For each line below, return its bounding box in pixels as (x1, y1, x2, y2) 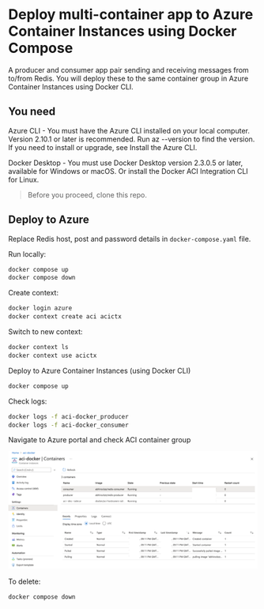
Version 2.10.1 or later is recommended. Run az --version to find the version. (8, 134, 255, 144)
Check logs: (8, 397, 47, 406)
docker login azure (8, 304, 73, 313)
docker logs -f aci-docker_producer (8, 412, 129, 420)
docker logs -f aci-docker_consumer (8, 421, 129, 429)
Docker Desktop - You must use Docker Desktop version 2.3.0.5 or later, (8, 158, 243, 167)
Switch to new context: (8, 327, 83, 336)
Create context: (8, 288, 59, 298)
